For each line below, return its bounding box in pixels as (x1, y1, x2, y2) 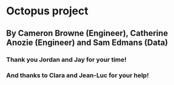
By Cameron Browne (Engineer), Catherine (6, 28, 169, 38)
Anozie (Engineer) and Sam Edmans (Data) (6, 37, 169, 47)
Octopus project (6, 4, 88, 18)
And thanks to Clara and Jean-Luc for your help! (6, 71, 149, 80)
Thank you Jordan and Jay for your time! (6, 55, 127, 63)
